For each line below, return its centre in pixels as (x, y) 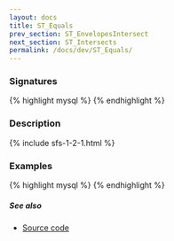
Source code (45, 228)
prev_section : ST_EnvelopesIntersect (79, 34)
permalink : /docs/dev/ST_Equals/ (71, 51)
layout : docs (33, 17)
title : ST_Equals (41, 26)
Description (35, 123)
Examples (31, 166)
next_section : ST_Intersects (63, 42)
